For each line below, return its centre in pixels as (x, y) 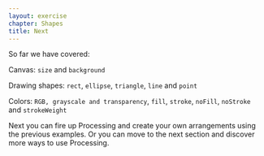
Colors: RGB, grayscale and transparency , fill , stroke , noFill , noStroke (130, 102)
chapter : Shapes (36, 24)
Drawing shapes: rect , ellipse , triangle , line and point (103, 85)
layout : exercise (38, 16)
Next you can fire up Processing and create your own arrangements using (132, 126)
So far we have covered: (49, 54)
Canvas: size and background (57, 70)
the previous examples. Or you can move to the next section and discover (132, 134)
